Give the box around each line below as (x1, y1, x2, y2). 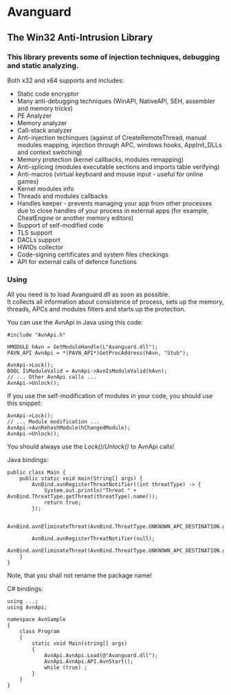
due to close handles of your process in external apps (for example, (16, 206, 210, 214)
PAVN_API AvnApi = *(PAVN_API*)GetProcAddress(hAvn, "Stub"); (7, 350, 189, 357)
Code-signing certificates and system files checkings (16, 250, 168, 258)
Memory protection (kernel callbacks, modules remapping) (16, 155, 184, 164)
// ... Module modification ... (7, 419, 100, 426)
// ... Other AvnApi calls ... (7, 374, 97, 381)
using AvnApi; (7, 604, 48, 611)
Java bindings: (7, 456, 49, 464)
